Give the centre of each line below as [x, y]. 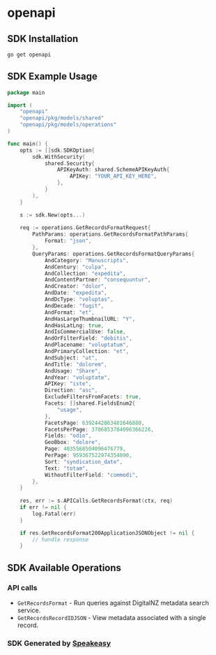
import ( [20, 105]
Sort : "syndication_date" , [84, 462]
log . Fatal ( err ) [54, 514]
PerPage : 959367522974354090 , [88, 456]
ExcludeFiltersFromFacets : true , [93, 397]
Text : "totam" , [67, 468]
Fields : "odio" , [68, 436]
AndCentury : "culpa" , [76, 267]
